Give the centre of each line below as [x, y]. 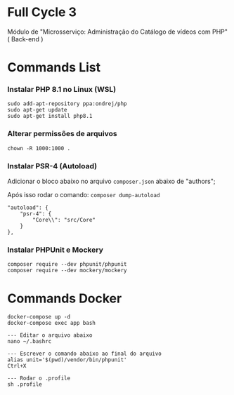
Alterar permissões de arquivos [62, 134]
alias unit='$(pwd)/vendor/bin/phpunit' [67, 360]
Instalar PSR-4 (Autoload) [52, 166]
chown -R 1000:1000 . [39, 148]
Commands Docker [65, 298]
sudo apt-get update [38, 110]
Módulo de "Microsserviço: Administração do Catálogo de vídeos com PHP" [118, 32]
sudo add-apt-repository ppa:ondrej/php [67, 104]
